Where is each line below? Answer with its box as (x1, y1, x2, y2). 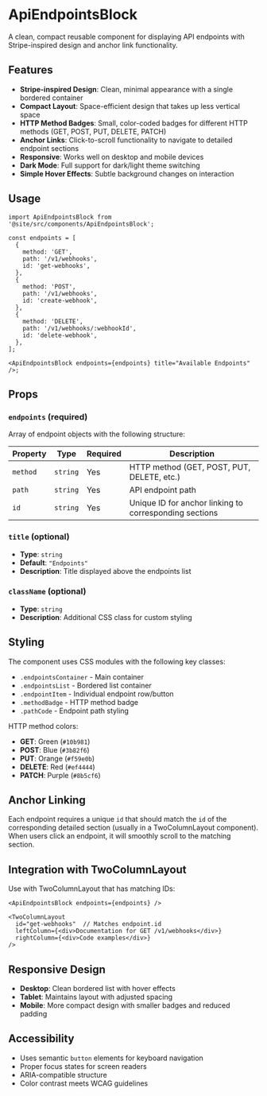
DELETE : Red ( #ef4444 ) (19, 761, 95, 772)
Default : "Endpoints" (19, 558, 89, 567)
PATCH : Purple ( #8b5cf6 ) (19, 770, 101, 780)
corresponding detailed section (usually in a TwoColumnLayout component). (8, 823, 259, 832)
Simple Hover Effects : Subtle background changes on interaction (19, 168, 234, 178)
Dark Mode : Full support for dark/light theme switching (19, 161, 200, 170)
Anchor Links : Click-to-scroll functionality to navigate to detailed (19, 135, 233, 145)
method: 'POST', (22, 282, 77, 291)
